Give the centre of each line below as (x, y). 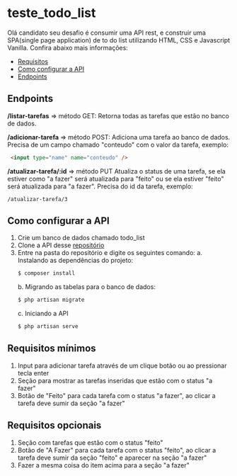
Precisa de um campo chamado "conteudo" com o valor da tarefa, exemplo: (118, 144)
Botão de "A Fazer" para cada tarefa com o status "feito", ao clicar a (117, 450)
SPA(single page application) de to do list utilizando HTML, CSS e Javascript (119, 40)
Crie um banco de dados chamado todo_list (81, 238)
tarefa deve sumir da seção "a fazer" (71, 403)
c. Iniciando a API (43, 314)
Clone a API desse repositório (61, 245)
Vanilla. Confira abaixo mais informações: (68, 47)
